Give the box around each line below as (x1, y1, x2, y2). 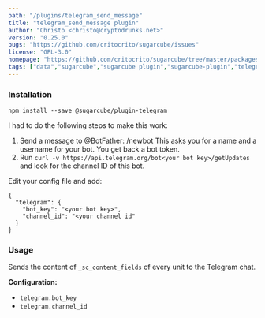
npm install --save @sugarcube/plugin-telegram (8, 107, 168, 115)
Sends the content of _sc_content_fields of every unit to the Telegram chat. (8, 262, 256, 272)
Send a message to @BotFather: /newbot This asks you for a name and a (19, 136, 257, 146)
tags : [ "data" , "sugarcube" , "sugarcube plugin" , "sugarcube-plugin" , (8, 63, 235, 71)
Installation (8, 88, 53, 99)
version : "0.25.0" (8, 33, 69, 42)
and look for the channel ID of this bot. (19, 161, 145, 170)
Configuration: (8, 278, 58, 287)
